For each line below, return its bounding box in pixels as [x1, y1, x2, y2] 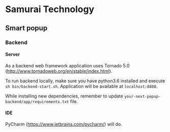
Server [5, 52, 20, 58]
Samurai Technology [5, 4, 95, 15]
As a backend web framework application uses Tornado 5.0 [5, 62, 130, 69]
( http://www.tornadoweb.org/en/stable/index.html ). [5, 68, 113, 74]
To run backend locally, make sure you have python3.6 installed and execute [5, 77, 165, 84]
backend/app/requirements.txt [5, 99, 70, 104]
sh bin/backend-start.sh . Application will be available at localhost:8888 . [5, 83, 158, 89]
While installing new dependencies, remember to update [5, 93, 123, 99]
